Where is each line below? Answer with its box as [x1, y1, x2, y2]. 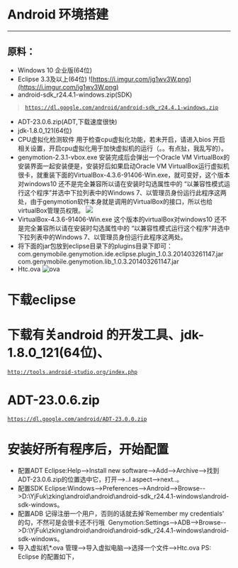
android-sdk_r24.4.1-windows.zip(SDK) [17, 90, 132, 99]
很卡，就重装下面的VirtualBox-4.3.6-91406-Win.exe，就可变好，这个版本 [17, 170, 230, 179]
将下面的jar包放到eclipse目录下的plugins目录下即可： [17, 241, 174, 250]
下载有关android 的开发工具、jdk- [7, 327, 205, 343]
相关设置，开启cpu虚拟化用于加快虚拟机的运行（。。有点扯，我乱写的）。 [17, 143, 228, 153]
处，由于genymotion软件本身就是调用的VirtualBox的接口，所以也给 [17, 197, 213, 206]
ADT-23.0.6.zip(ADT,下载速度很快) [17, 117, 118, 126]
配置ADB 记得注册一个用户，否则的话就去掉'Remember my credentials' [17, 509, 225, 518]
